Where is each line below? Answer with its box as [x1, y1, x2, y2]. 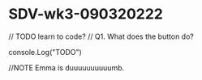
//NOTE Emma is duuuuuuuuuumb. [8, 62, 124, 73]
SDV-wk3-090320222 [8, 5, 164, 23]
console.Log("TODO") [8, 47, 83, 57]
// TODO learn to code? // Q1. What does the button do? [8, 32, 195, 41]
